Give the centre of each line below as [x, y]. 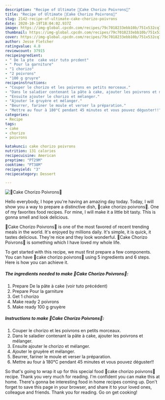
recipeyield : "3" [23, 169]
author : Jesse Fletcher [29, 42]
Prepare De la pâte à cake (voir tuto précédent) [60, 286]
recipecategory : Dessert [30, 174]
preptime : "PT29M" [24, 160]
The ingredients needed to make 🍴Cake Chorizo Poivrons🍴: [67, 274]
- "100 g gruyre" [23, 78]
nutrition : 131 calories [30, 151]
